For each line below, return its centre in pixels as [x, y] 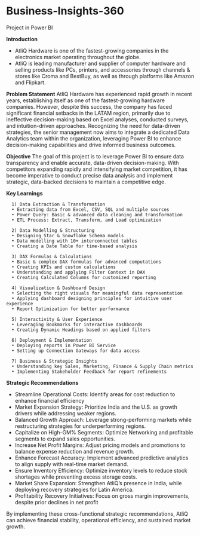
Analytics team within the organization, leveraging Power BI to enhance [94, 138]
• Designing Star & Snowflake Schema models [68, 235]
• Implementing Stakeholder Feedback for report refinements [89, 372]
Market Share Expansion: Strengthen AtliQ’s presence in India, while [98, 483]
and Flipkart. [30, 82]
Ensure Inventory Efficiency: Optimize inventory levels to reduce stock [101, 470]
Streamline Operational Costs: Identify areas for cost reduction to [95, 394]
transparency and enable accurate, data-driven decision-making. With [93, 163]
